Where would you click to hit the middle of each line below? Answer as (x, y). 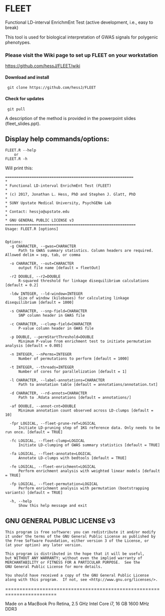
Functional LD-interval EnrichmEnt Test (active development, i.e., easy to (79, 22)
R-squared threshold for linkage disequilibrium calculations (83, 281)
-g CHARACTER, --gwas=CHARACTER (43, 246)
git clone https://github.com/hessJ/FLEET (52, 88)
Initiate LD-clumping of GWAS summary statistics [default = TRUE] (89, 445)
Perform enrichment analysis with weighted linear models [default (89, 471)
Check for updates (25, 99)
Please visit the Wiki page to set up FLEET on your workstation (82, 55)
